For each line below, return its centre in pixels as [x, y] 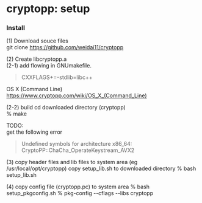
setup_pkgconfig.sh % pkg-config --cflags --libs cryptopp [80, 193]
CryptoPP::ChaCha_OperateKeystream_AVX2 [78, 150]
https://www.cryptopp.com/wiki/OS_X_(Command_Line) [77, 95]
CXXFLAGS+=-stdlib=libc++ [57, 77]
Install [16, 28]
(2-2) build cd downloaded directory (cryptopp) [66, 108]
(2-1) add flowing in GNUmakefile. [49, 66]
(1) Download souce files [37, 41]
